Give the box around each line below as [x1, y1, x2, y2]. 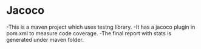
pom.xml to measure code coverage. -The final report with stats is [6, 29, 172, 36]
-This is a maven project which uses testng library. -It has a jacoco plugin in [6, 23, 196, 30]
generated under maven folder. [6, 36, 84, 43]
